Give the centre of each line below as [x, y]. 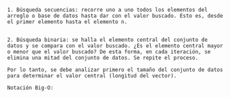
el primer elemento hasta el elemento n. [67, 22]
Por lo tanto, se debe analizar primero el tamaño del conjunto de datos [115, 70]
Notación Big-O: [30, 88]
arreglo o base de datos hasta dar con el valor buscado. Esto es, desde [115, 16]
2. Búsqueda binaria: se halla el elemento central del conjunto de [107, 40]
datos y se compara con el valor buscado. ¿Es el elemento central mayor [115, 46]
